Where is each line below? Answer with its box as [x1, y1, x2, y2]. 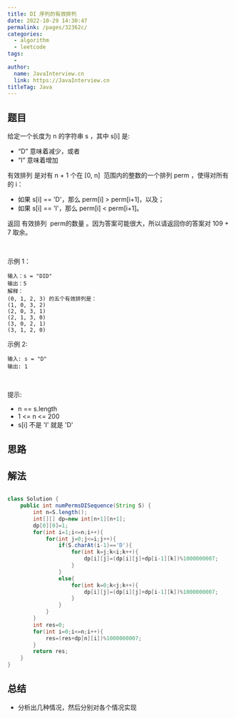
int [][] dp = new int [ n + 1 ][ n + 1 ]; [33, 515, 126, 523]
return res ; [33, 648, 69, 655]
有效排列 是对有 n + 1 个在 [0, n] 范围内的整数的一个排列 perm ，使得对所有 [7, 171, 230, 180]
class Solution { [7, 496, 59, 503]
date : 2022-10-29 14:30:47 [7, 17, 88, 24]
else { [58, 575, 75, 582]
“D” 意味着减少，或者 [17, 147, 81, 155]
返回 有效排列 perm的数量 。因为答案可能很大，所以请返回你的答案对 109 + [7, 219, 230, 228]
